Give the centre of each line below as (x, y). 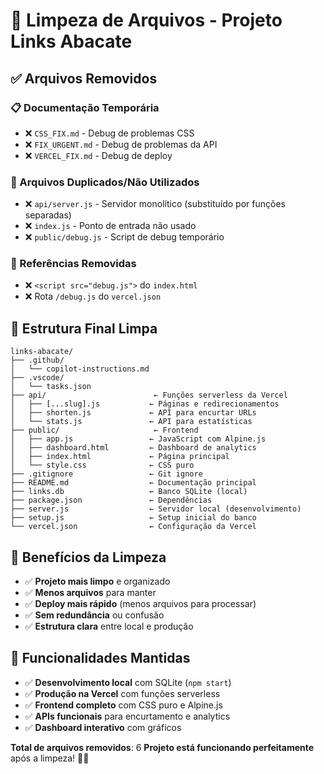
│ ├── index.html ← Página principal (120, 457)
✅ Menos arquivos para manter (90, 593)
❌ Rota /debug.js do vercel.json (93, 296)
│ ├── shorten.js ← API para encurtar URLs (133, 413)
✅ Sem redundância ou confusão (94, 615)
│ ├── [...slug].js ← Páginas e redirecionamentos (145, 404)
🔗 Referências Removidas (73, 264)
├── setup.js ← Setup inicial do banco (133, 518)
